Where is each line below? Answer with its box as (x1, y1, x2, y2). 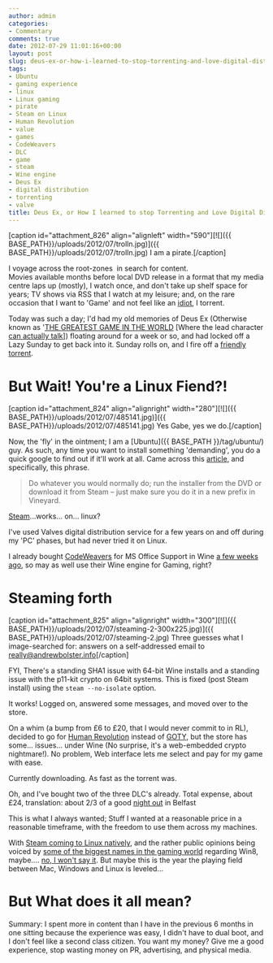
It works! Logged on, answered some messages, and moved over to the (8, 699, 249, 709)
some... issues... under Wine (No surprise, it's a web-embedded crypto (8, 740, 246, 750)
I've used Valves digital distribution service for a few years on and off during (8, 527, 264, 537)
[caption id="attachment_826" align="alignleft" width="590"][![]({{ (8, 231, 232, 241)
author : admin (8, 11, 57, 20)
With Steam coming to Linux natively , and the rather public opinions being (8, 838, 256, 848)
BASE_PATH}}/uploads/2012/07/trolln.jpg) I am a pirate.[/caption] (8, 248, 227, 258)
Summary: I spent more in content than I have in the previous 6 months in (8, 919, 254, 929)
